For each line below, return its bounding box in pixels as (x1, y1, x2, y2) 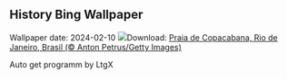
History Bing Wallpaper (9, 7, 143, 22)
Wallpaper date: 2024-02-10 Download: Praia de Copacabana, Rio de (9, 31, 279, 43)
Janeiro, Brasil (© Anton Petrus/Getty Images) (9, 41, 182, 52)
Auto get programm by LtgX (9, 58, 114, 70)
